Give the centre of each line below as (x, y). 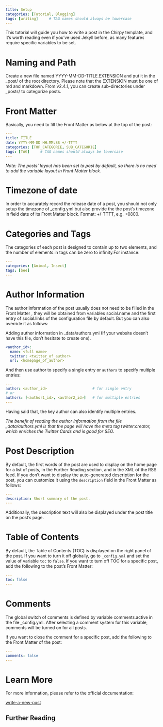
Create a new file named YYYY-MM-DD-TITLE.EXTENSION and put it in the (81, 76)
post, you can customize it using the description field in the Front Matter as (81, 480)
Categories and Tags (48, 234)
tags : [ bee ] (17, 271)
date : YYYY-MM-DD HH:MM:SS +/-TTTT (41, 143)
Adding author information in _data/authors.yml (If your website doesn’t (77, 333)
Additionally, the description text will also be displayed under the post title (79, 512)
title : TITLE (19, 138)
